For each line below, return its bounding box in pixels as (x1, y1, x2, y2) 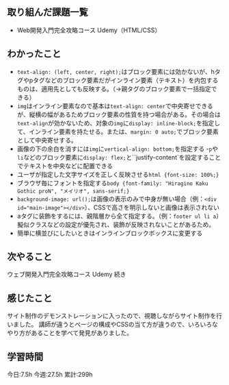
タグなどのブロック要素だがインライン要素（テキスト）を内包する (33, 76, 219, 84)
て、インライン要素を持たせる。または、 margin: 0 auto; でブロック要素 (16, 127, 219, 136)
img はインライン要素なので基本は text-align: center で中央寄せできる (16, 101, 213, 110)
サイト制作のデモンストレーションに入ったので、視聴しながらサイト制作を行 (7, 312, 222, 320)
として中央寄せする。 (16, 136, 77, 144)
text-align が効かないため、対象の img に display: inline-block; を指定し (16, 119, 221, 127)
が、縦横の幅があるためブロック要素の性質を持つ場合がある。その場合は (16, 110, 221, 119)
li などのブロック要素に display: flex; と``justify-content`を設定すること (16, 153, 221, 161)
